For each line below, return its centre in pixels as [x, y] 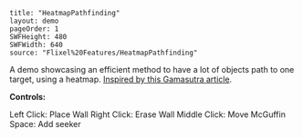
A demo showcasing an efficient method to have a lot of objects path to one [152, 69]
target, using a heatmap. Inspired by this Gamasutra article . [121, 79]
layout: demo [34, 21]
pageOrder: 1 [34, 29]
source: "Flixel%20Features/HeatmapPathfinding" [104, 53]
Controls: [28, 97]
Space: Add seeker [45, 124]
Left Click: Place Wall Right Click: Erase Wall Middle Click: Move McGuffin [147, 114]
